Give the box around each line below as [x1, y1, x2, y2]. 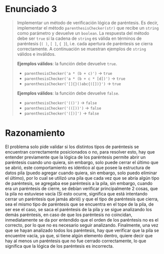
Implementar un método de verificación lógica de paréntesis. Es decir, [17, 20, 159, 26]
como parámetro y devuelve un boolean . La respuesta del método [17, 30, 149, 36]
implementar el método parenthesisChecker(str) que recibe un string [17, 25, 159, 31]
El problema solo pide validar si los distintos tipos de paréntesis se [5, 144, 139, 150]
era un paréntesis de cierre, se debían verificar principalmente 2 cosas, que [5, 186, 158, 191]
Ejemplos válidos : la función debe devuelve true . [17, 61, 117, 66]
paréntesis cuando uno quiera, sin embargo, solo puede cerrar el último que [5, 159, 159, 165]
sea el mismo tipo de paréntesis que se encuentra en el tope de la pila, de [5, 201, 154, 207]
